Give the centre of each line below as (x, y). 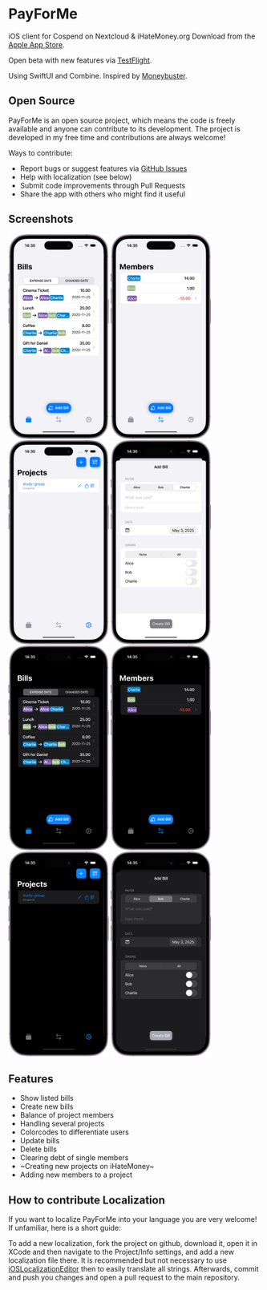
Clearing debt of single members (74, 1158)
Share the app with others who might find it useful (103, 194)
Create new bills (47, 1106)
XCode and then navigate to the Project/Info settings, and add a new (121, 1252)
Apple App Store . (37, 44)
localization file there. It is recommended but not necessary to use (117, 1260)
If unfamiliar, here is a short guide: (65, 1228)
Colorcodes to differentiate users (75, 1132)
